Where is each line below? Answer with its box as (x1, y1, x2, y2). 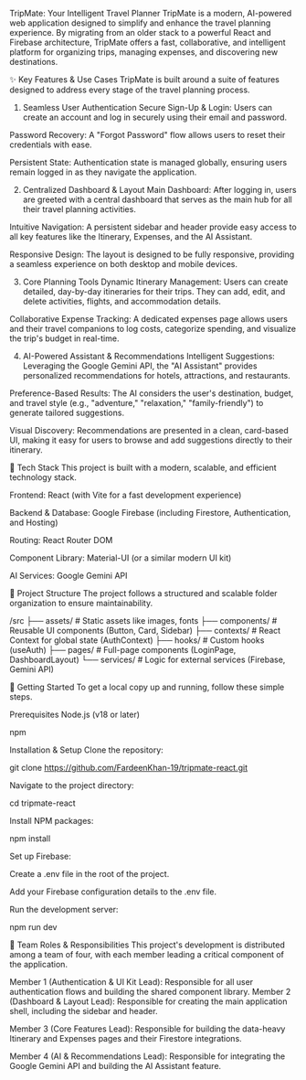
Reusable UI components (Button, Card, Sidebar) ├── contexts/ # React (9, 626, 281, 636)
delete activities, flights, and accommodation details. (22, 296, 222, 306)
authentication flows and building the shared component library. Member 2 (9, 987, 291, 997)
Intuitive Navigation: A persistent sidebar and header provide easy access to (9, 221, 297, 232)
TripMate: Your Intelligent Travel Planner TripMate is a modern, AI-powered (9, 8, 292, 18)
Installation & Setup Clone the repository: (9, 744, 164, 755)
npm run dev (9, 922, 58, 932)
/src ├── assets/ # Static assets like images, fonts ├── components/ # (9, 615, 278, 626)
